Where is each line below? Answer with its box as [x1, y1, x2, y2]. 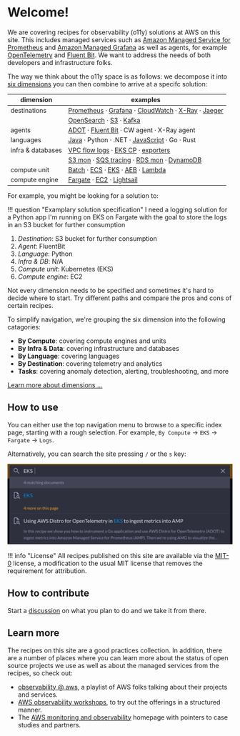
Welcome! [7, 4, 69, 21]
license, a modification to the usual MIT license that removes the [13, 559, 203, 567]
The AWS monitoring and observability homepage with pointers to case [17, 712, 229, 722]
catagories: [7, 322, 41, 331]
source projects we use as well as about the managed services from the [7, 661, 219, 670]
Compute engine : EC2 [17, 272, 83, 281]
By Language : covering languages [17, 352, 120, 360]
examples [131, 96, 161, 104]
